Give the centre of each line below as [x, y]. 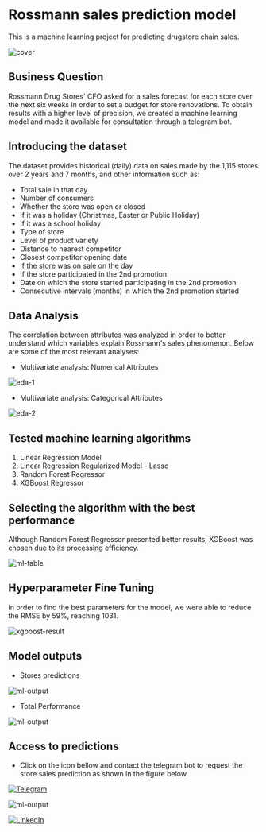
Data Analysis [44, 315]
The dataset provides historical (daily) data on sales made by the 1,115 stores [133, 165]
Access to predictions [64, 747]
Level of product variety [59, 240]
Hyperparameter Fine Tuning [81, 588]
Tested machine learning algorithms [100, 438]
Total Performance [50, 706]
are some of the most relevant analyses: [74, 352]
